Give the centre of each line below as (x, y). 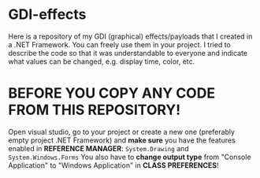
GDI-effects (47, 15)
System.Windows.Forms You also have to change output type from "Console (130, 157)
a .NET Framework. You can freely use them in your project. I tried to (119, 44)
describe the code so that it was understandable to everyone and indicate (128, 53)
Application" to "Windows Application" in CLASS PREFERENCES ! (113, 165)
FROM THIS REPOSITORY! (95, 110)
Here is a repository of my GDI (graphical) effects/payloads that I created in (130, 36)
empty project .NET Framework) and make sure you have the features (122, 140)
